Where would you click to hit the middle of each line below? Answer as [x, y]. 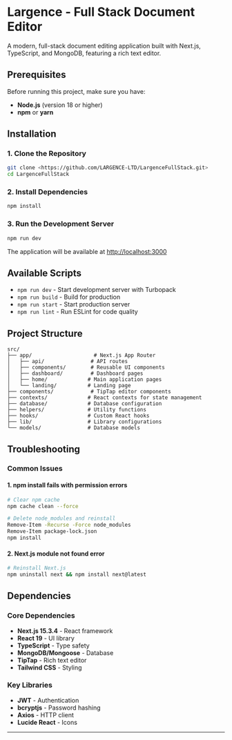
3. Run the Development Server [61, 224]
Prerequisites [37, 75]
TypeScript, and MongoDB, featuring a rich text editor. [84, 53]
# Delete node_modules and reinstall [61, 518]
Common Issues [35, 469]
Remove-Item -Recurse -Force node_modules [69, 525]
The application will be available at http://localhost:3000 [87, 251]
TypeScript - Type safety [53, 645]
